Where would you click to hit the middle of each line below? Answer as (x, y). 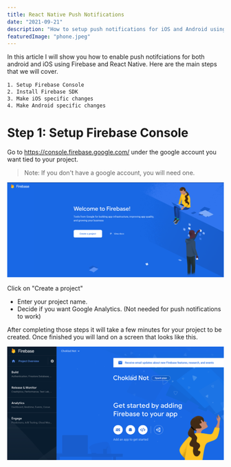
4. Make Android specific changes (57, 106)
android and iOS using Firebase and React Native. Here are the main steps (112, 64)
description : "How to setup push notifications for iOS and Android (107, 29)
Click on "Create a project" (45, 288)
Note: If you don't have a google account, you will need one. (109, 173)
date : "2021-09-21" (35, 22)
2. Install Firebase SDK (43, 92)
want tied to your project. (43, 159)
